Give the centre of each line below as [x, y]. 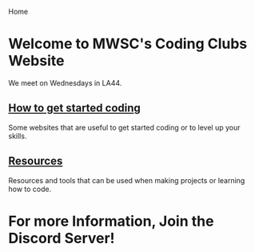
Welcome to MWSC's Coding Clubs [128, 44]
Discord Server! [62, 238]
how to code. [30, 189]
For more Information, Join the [111, 221]
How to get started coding [75, 108]
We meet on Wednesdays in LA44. [65, 82]
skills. [18, 136]
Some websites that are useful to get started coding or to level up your [125, 127]
